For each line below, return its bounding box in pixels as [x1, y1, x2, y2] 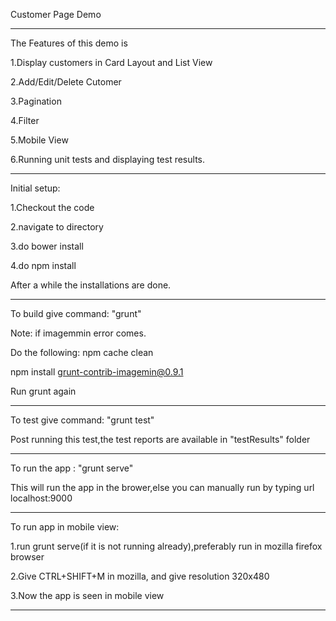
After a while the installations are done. [10, 279, 172, 291]
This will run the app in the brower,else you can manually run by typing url [10, 482, 315, 493]
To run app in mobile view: [10, 521, 120, 533]
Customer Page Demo [10, 9, 102, 20]
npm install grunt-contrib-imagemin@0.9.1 [10, 366, 184, 378]
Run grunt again [10, 385, 77, 397]
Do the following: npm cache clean [10, 347, 154, 358]
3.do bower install [10, 240, 84, 252]
